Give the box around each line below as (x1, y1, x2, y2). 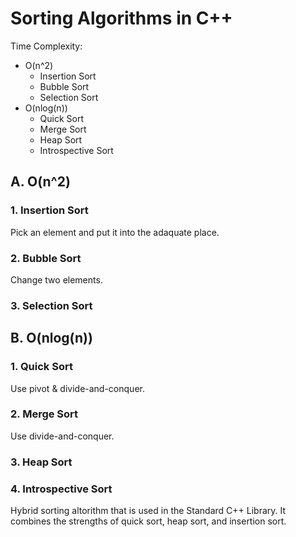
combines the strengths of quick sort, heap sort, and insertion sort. (10, 515, 287, 527)
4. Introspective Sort (10, 482, 113, 496)
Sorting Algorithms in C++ (10, 7, 233, 30)
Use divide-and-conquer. (10, 430, 115, 442)
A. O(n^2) (10, 173, 71, 191)
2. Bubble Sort (10, 251, 82, 265)
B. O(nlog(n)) (10, 330, 93, 347)
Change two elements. (10, 273, 103, 286)
